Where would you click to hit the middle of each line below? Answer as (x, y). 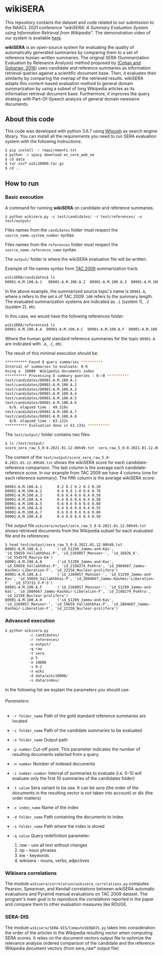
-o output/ (40, 644)
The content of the (24, 457)
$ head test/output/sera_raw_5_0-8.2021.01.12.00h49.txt (64, 545)
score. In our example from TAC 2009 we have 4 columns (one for (92, 473)
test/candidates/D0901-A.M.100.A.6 (41, 403)
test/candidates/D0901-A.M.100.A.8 (41, 416)
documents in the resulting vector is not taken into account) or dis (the (82, 793)
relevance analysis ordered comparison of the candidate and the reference (80, 943)
